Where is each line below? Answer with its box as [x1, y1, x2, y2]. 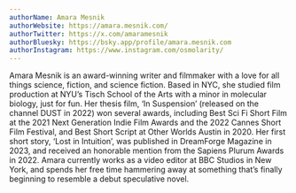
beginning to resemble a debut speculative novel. [9, 174, 190, 184]
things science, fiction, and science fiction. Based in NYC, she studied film [9, 80, 281, 90]
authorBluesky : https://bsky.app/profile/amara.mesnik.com [9, 37, 232, 47]
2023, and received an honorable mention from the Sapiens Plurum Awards [9, 145, 284, 156]
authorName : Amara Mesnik [9, 12, 105, 22]
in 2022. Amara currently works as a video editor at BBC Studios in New [9, 155, 272, 166]
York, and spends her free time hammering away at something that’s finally [9, 165, 283, 175]
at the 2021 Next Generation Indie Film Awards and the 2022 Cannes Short [9, 117, 282, 128]
